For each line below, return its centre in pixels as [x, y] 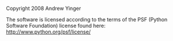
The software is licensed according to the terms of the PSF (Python [87, 19]
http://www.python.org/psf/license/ [49, 32]
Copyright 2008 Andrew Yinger [44, 8]
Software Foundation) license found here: [56, 26]
